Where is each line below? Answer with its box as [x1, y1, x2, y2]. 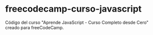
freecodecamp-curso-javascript [5, 3, 142, 15]
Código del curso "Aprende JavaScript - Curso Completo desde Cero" [5, 19, 149, 25]
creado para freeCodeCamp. [5, 24, 64, 30]
